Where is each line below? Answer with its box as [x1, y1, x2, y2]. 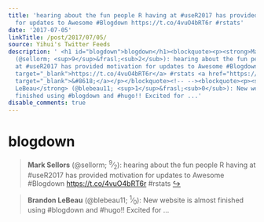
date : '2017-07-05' [8, 26, 72, 34]
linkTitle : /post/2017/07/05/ [8, 33, 108, 42]
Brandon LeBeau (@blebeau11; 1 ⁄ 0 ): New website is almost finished [27, 194, 244, 206]
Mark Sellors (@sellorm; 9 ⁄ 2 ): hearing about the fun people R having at [27, 158, 256, 171]
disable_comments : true [8, 99, 86, 107]
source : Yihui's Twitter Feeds [8, 41, 111, 49]
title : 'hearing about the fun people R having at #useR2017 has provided [8, 11, 258, 20]
